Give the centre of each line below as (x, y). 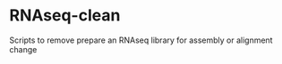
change (23, 49)
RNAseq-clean (65, 16)
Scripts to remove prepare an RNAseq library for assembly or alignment (141, 40)
